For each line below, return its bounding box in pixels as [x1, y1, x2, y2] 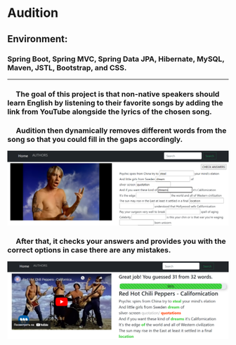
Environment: [7, 33, 68, 45]
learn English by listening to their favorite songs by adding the [7, 98, 223, 108]
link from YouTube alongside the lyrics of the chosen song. [7, 107, 212, 117]
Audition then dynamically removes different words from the [15, 125, 227, 135]
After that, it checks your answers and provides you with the [15, 236, 226, 246]
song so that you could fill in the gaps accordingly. [7, 134, 183, 144]
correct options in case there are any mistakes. [7, 245, 171, 254]
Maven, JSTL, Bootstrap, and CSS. [7, 63, 127, 72]
